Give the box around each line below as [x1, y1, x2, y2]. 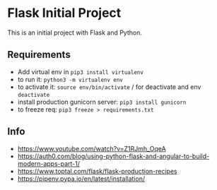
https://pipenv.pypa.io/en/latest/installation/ [17, 174, 146, 183]
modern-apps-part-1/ [17, 159, 80, 167]
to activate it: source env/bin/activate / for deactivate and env [17, 83, 201, 91]
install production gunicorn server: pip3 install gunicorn [17, 97, 187, 106]
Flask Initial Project [7, 5, 122, 21]
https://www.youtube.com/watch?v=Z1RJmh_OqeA [17, 144, 166, 153]
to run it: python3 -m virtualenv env [17, 75, 124, 83]
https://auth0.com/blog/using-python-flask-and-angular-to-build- [17, 152, 210, 160]
